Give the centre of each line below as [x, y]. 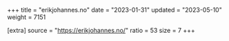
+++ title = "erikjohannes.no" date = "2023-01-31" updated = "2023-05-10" [114, 10]
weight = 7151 [27, 17]
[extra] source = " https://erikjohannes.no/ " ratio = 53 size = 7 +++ [101, 30]
